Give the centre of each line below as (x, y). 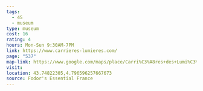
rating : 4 (19, 40)
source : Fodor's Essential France (50, 78)
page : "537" (21, 56)
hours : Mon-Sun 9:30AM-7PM (40, 45)
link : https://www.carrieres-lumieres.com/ (62, 51)
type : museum (23, 28)
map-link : (19, 62)
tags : (13, 12)
